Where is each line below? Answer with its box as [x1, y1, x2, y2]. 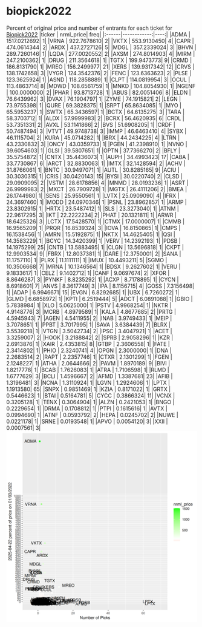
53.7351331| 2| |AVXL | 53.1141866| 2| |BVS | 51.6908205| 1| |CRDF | [6, 121, 175, 128]
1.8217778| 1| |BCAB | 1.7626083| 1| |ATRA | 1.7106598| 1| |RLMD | [6, 366, 169, 373]
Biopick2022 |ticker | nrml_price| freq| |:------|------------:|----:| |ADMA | [6, 30, 191, 38]
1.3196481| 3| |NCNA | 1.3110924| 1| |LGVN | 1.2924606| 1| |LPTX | [6, 379, 171, 386]
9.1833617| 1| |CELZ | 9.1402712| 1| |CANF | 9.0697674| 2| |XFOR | [6, 269, 170, 277]
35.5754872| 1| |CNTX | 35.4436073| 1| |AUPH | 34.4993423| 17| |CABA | [6, 153, 189, 160]
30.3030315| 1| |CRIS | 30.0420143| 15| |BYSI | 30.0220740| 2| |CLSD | [6, 172, 183, 180]
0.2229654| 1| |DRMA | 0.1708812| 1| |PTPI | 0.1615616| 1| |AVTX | [6, 405, 168, 412]
